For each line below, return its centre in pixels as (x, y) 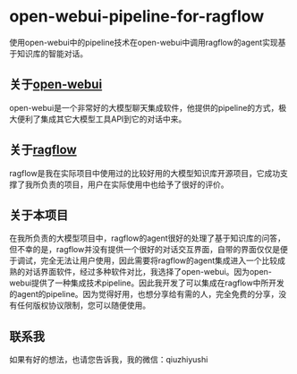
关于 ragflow (43, 150)
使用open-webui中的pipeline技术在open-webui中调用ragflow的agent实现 (144, 42)
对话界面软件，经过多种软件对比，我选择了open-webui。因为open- (148, 272)
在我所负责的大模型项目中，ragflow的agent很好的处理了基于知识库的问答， (148, 238)
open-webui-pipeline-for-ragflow (137, 17)
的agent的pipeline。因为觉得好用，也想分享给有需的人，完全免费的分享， (144, 294)
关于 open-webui (56, 85)
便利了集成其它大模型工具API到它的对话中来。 (102, 119)
